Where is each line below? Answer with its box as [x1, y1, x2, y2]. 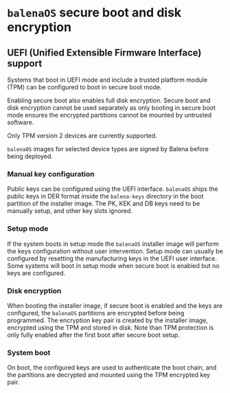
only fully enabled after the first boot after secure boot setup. [7, 330, 181, 339]
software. [7, 118, 34, 126]
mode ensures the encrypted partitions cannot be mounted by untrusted [7, 111, 212, 119]
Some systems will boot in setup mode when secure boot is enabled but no [7, 261, 220, 269]
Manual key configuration [7, 169, 95, 179]
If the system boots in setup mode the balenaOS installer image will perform [7, 239, 220, 248]
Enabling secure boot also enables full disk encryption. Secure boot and [7, 96, 211, 104]
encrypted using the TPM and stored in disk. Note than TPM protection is [7, 323, 214, 331]
